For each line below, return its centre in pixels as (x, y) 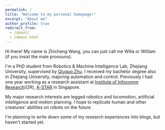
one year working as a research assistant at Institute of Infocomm (72, 82)
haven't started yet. (25, 122)
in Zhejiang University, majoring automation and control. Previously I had (79, 77)
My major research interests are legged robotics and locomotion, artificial (80, 96)
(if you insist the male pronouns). (39, 56)
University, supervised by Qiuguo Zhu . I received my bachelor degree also (81, 71)
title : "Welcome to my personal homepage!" (51, 14)
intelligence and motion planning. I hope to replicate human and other (76, 102)
